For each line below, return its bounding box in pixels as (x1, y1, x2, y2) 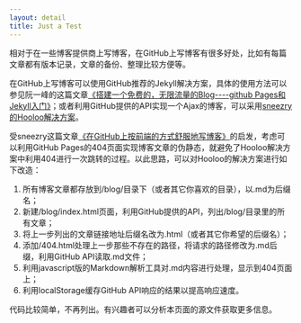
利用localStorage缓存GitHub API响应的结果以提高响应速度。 (22, 284, 244, 295)
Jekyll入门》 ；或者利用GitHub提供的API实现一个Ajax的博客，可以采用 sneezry (9, 100, 293, 111)
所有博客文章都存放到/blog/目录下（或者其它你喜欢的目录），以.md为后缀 (22, 184, 291, 194)
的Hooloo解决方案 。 (9, 112, 84, 122)
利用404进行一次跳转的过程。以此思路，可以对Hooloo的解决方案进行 (24, 153, 280, 164)
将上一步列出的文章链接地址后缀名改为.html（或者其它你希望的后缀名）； (22, 229, 289, 239)
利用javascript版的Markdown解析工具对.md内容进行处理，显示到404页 (22, 262, 285, 273)
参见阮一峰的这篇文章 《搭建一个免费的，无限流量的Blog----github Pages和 (9, 89, 286, 100)
